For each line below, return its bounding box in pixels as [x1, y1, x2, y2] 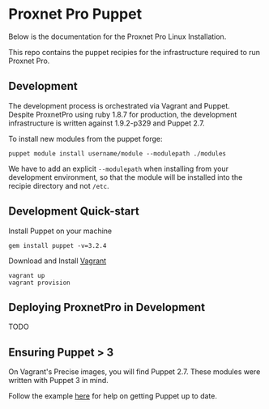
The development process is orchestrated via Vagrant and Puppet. [8, 100, 231, 110]
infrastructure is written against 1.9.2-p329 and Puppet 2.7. [8, 118, 205, 128]
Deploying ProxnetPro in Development [8, 300, 205, 314]
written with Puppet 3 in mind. [8, 376, 109, 386]
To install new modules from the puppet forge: [8, 134, 163, 143]
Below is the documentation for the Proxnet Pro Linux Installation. [8, 32, 227, 41]
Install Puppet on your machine [8, 226, 112, 236]
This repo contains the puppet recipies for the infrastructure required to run [8, 47, 261, 57]
